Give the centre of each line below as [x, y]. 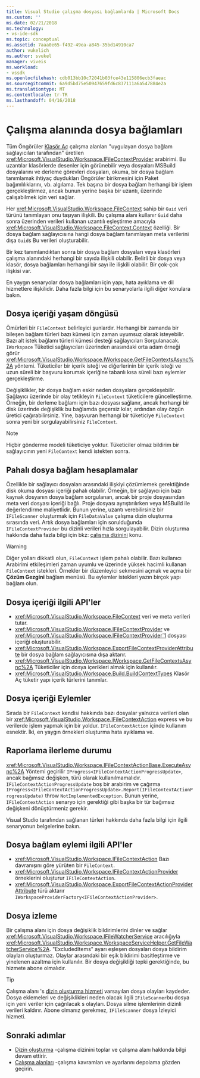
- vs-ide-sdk [22, 34]
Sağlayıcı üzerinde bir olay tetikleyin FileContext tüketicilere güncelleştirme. [99, 396]
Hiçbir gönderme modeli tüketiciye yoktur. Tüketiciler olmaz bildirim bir [93, 445]
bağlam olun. [22, 583]
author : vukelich [28, 51]
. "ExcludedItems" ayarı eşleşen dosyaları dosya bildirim [118, 949]
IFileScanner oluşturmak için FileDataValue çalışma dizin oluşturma [89, 516]
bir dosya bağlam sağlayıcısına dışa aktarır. [74, 654]
